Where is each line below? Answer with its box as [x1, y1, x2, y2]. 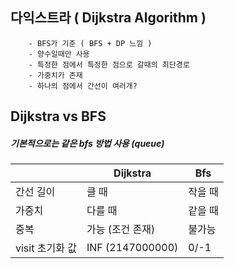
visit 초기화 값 [15, 241, 77, 255]
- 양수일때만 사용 [28, 49, 90, 59]
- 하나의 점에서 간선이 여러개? [28, 81, 138, 91]
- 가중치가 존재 [28, 70, 83, 80]
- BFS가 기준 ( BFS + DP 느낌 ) [28, 38, 153, 48]
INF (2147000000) [86, 241, 179, 255]
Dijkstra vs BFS [10, 108, 107, 125]
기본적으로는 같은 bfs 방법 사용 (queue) [10, 137, 165, 149]
